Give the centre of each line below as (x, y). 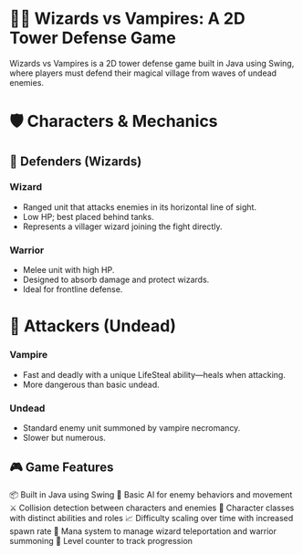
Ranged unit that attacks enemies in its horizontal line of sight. (140, 207)
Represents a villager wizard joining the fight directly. (122, 226)
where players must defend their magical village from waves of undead (143, 73)
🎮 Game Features (62, 468)
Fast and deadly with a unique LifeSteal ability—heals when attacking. (154, 374)
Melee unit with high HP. (68, 270)
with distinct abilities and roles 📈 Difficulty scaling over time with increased (151, 518)
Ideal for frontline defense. (73, 289)
